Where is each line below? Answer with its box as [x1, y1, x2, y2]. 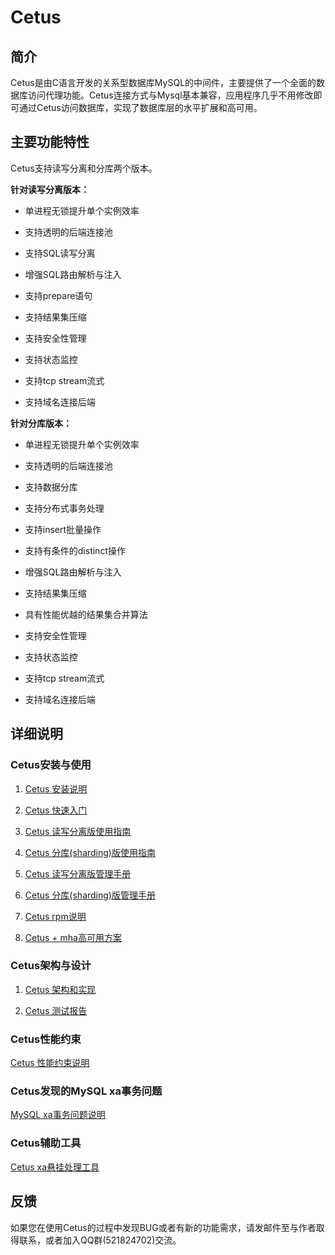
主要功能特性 [10, 134, 90, 151]
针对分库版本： [10, 417, 72, 429]
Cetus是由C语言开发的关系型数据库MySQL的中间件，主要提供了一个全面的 [10, 77, 317, 88]
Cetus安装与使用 [10, 758, 92, 772]
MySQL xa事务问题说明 [10, 1109, 106, 1121]
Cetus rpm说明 [24, 910, 87, 922]
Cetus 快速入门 [24, 804, 88, 816]
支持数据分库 [24, 481, 78, 493]
